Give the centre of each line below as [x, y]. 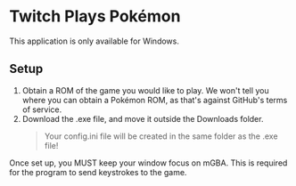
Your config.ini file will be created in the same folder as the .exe [161, 136]
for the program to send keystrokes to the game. [98, 172]
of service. [42, 109]
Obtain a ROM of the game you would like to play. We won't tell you [145, 90]
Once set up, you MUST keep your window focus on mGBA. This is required [148, 163]
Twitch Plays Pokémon [95, 16]
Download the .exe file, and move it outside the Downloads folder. [143, 118]
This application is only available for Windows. [95, 41]
